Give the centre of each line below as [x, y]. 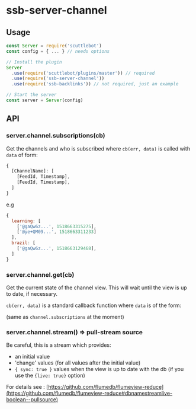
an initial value [32, 357]
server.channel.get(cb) [40, 274]
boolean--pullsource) [32, 400]
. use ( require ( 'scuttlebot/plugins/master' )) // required [83, 73]
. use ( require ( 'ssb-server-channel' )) [58, 79]
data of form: [22, 155]
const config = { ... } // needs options [58, 51]
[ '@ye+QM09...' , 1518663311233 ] [57, 232]
